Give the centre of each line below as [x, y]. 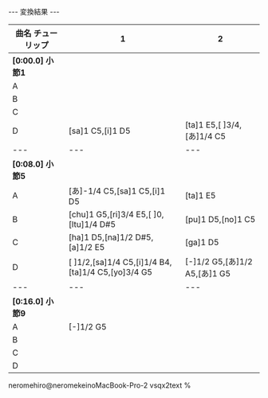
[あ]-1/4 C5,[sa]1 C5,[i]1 [117, 191]
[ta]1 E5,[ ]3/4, [213, 125]
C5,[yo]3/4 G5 [125, 272]
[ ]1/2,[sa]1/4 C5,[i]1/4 [113, 262]
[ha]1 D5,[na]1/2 [101, 237]
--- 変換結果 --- [34, 12]
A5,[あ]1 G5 [208, 273]
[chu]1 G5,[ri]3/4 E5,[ [110, 215]
